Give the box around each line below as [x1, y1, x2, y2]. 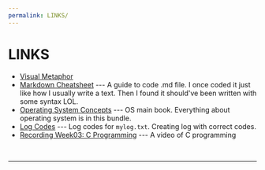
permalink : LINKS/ [8, 11, 69, 20]
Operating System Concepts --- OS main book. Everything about [19, 105, 230, 114]
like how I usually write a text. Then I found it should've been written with [19, 88, 257, 98]
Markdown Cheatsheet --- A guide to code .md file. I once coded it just [19, 79, 251, 89]
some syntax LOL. [19, 96, 79, 106]
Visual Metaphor [19, 72, 73, 81]
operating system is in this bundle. [19, 113, 132, 123]
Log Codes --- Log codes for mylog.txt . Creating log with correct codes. [19, 121, 256, 131]
